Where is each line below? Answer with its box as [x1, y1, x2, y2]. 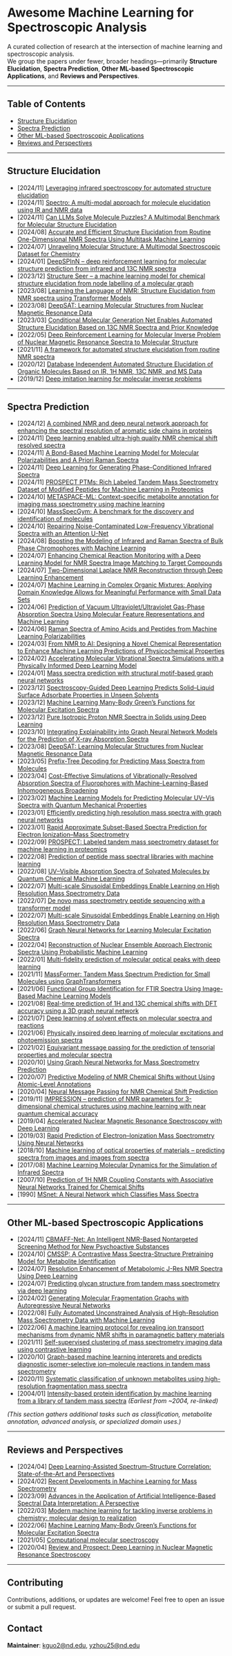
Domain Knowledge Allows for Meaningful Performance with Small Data [17, 588, 222, 596]
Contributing [7, 1577, 64, 1589]
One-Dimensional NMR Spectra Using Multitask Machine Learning [17, 235, 206, 243]
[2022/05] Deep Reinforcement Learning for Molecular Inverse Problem [17, 330, 221, 339]
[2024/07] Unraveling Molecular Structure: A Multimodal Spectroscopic [17, 242, 221, 250]
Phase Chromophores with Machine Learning [17, 544, 146, 552]
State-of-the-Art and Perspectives [17, 1470, 115, 1478]
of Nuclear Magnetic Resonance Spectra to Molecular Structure [17, 337, 199, 346]
